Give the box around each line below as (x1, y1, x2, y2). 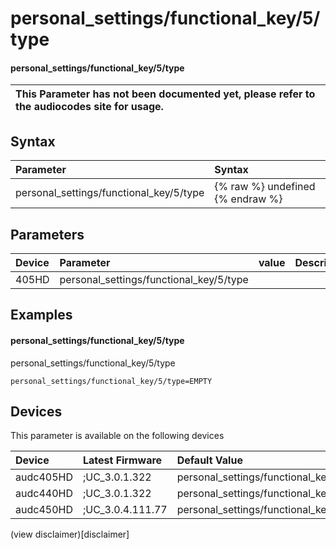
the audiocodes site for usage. (15, 100, 164, 114)
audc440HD (15, 487, 73, 501)
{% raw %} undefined (214, 180, 316, 194)
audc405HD (15, 470, 73, 484)
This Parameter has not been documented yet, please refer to (15, 87, 316, 101)
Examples (10, 307, 73, 324)
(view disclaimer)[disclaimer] (10, 528, 130, 541)
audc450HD (15, 503, 73, 517)
